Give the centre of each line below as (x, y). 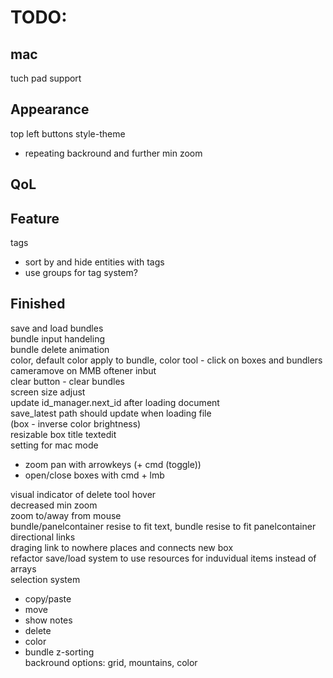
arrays (23, 568)
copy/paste (48, 598)
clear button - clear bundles (68, 381)
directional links (43, 537)
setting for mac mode (54, 445)
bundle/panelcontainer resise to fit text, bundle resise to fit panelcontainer (163, 526)
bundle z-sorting (59, 652)
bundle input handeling (57, 338)
